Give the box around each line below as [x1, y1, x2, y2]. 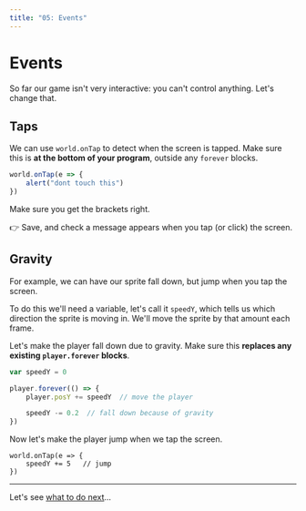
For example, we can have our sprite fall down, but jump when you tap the [9, 275, 288, 287]
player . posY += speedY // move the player [25, 393, 194, 402]
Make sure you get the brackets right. [9, 204, 150, 214]
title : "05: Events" [9, 13, 88, 23]
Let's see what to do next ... [9, 492, 112, 503]
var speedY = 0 [9, 367, 67, 376]
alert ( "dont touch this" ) [25, 179, 125, 188]
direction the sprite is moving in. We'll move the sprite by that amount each [9, 312, 291, 323]
